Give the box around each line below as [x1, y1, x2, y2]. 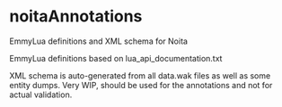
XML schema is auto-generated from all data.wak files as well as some [9, 70, 271, 81]
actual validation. [9, 89, 73, 100]
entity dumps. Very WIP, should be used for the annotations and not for [9, 79, 273, 90]
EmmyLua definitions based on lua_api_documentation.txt [9, 53, 223, 63]
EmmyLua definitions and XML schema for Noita [9, 36, 189, 46]
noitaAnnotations [9, 6, 143, 27]
